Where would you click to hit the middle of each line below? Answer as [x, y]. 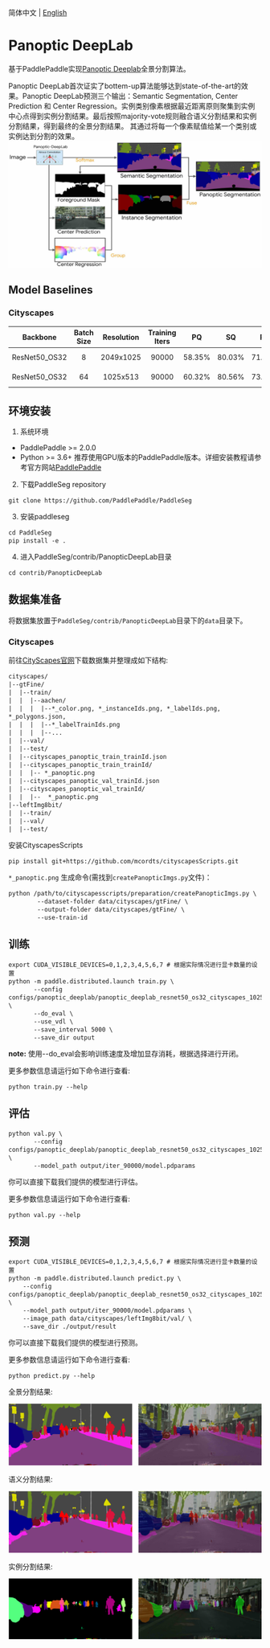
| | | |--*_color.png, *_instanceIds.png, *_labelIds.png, [115, 709]
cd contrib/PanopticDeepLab [55, 573]
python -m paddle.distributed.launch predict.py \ [95, 1279]
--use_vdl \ [53, 1021]
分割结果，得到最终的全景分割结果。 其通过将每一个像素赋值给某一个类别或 [133, 126]
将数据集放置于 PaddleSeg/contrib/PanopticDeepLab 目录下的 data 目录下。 [128, 620]
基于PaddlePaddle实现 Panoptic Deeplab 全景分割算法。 [99, 68]
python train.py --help [48, 1087]
